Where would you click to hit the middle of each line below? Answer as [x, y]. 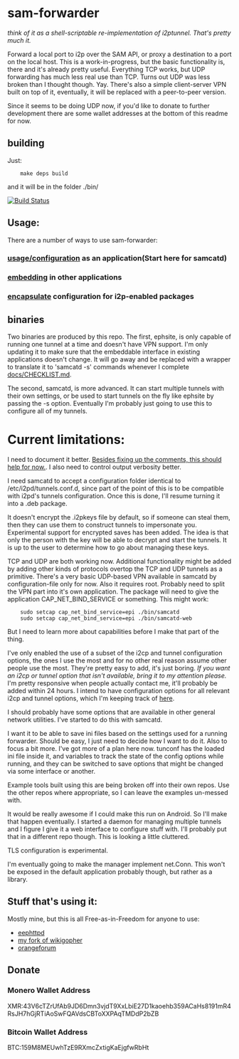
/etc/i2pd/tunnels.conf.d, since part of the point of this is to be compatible [116, 488]
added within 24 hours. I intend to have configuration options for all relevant [118, 691]
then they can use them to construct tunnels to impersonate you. [102, 525]
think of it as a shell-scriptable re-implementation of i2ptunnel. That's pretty [119, 33]
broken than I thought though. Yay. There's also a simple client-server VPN [117, 84]
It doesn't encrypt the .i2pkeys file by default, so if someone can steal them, [119, 517]
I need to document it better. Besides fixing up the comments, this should [115, 460]
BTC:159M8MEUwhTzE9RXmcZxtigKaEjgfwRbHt [78, 1047]
